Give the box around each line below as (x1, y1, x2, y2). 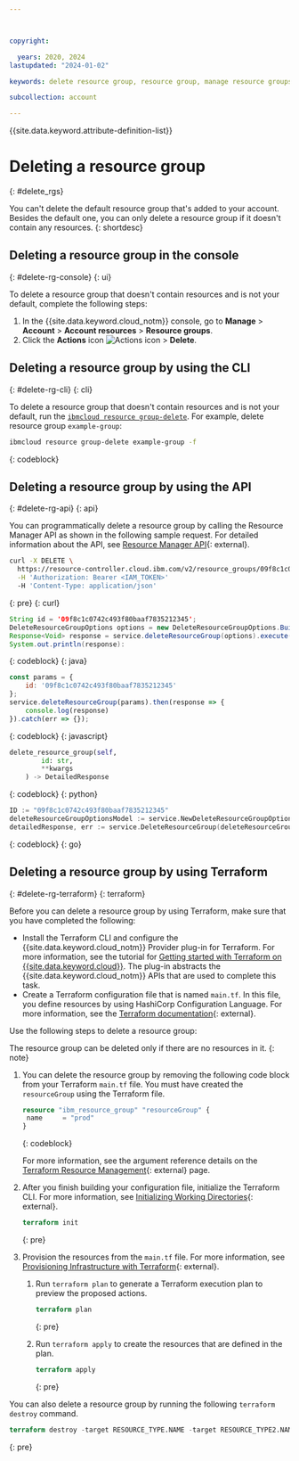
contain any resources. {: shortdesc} (9, 222, 144, 233)
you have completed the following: (9, 915, 136, 925)
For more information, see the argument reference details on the (21, 1155, 258, 1166)
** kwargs (41, 764, 74, 774)
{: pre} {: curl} (9, 597, 61, 608)
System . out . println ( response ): (9, 639, 125, 649)
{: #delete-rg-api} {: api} (9, 503, 99, 513)
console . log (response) (25, 706, 109, 715)
